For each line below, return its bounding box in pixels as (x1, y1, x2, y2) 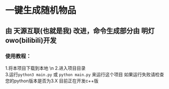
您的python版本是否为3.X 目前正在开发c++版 (5, 77, 99, 84)
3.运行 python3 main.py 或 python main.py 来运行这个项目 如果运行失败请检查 (5, 71, 164, 77)
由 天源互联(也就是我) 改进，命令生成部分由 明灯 (5, 26, 155, 35)
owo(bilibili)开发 (5, 36, 57, 45)
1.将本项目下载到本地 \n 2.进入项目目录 (5, 65, 86, 71)
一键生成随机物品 (5, 5, 77, 16)
